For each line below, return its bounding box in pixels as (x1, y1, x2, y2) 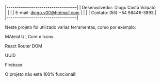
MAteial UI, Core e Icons (5, 34, 54, 39)
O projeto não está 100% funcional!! (5, 71, 77, 77)
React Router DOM (5, 43, 43, 49)
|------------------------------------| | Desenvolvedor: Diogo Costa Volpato (5, 5, 156, 10)
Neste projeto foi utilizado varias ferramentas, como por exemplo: (5, 24, 136, 30)
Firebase (5, 62, 23, 67)
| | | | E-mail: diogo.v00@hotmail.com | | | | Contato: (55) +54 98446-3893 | (5, 10, 157, 16)
